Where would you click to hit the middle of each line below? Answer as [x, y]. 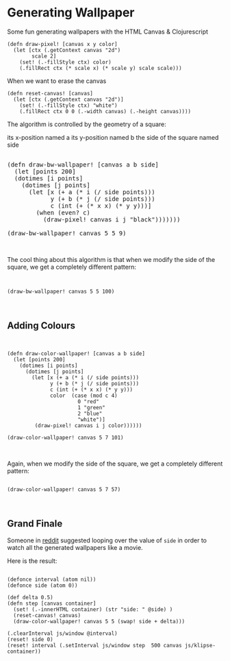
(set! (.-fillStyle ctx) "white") [68, 105]
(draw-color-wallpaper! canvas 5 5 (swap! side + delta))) [99, 621]
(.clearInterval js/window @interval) [62, 633]
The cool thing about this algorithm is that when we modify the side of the [111, 259]
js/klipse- [200, 645]
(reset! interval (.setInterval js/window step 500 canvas [95, 645]
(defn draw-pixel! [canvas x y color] [62, 44]
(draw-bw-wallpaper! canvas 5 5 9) [67, 233]
